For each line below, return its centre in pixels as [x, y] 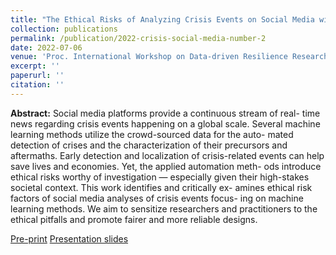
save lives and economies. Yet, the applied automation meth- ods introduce [166, 166]
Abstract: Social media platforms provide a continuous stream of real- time [165, 113]
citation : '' [37, 85]
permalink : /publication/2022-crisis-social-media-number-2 [138, 38]
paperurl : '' [37, 76]
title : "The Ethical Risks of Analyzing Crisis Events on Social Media [162, 19]
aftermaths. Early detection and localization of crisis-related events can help [167, 155]
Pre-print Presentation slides [69, 238]
